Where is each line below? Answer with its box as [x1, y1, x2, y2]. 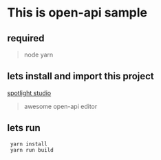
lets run [7, 122, 41, 134]
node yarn [23, 50, 54, 59]
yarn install [10, 140, 48, 148]
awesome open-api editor [23, 102, 98, 110]
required [7, 32, 45, 44]
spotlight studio [7, 88, 52, 97]
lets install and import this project [7, 70, 155, 82]
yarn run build [10, 146, 54, 153]
